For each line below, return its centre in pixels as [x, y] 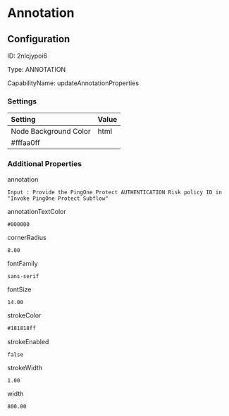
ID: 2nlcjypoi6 [27, 56]
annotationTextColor [37, 211]
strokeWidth [25, 368]
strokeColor [24, 315]
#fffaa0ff [25, 143]
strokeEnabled [28, 342]
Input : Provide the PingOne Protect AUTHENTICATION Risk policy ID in [114, 192]
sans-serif [23, 277]
